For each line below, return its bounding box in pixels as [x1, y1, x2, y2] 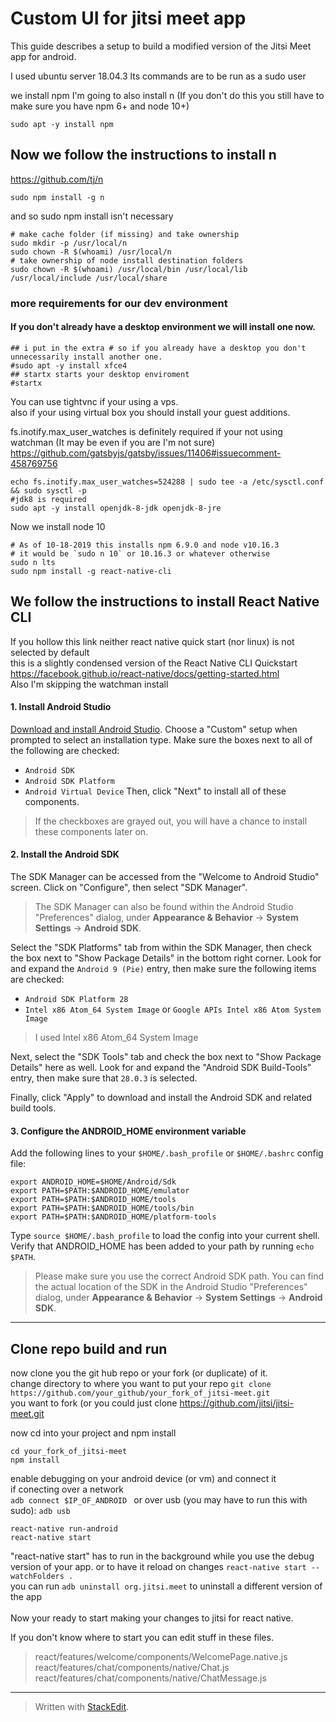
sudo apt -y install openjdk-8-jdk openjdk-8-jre [10, 503, 222, 513]
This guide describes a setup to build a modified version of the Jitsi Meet [10, 40, 312, 52]
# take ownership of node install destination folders [10, 255, 244, 266]
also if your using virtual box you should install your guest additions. [10, 406, 291, 418]
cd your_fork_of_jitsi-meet [10, 1447, 128, 1457]
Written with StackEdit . [34, 1701, 130, 1713]
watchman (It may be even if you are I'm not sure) [10, 436, 216, 448]
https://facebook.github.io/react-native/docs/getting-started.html [10, 667, 280, 679]
